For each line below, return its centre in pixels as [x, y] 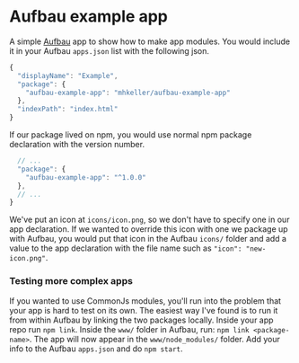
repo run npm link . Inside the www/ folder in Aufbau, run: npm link [129, 329]
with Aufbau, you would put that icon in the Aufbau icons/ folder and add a [148, 239]
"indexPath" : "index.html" [68, 110]
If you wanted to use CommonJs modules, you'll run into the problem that [145, 301]
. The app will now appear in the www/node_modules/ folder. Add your [155, 339]
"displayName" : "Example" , [68, 75]
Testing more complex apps [71, 281]
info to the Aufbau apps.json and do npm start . [96, 349]
